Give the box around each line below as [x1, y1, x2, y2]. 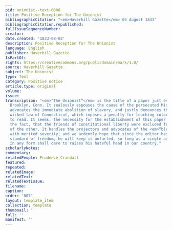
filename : [5, 184, 27, 189]
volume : [5, 88, 22, 94]
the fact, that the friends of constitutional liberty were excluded [10, 121, 161, 127]
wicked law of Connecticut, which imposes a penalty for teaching [10, 112, 155, 118]
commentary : [5, 151, 31, 156]
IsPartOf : [5, 55, 27, 60]
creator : [5, 31, 24, 36]
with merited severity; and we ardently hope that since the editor [10, 131, 159, 136]
